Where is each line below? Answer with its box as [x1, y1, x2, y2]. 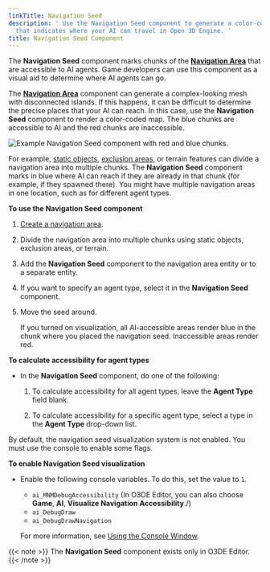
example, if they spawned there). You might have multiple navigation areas [8, 180, 256, 190]
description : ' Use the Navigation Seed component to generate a [8, 19, 231, 27]
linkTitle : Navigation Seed [8, 11, 103, 20]
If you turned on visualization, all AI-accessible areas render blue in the [19, 323, 256, 333]
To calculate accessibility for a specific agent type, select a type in [31, 411, 253, 420]
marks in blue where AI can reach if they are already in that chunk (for [8, 171, 240, 181]
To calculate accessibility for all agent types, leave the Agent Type [31, 386, 253, 396]
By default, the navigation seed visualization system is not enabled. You [8, 435, 246, 444]
